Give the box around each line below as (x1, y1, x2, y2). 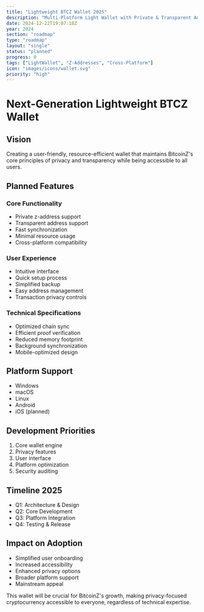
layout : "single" (6, 43, 50, 49)
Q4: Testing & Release (15, 520, 71, 528)
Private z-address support (15, 213, 81, 220)
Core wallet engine (15, 442, 63, 449)
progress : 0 (6, 54, 36, 60)
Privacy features (15, 448, 56, 456)
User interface (15, 455, 52, 462)
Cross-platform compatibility (15, 238, 87, 246)
